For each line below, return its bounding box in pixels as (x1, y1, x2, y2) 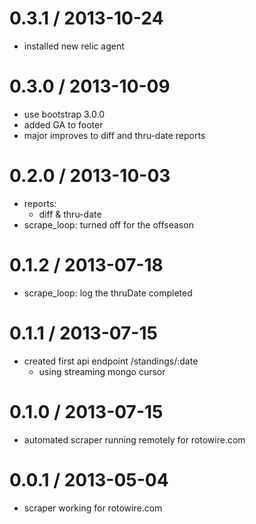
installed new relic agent (23, 40, 125, 52)
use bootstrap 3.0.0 (23, 108, 105, 120)
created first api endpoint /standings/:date (23, 355, 199, 367)
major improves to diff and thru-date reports (23, 129, 206, 141)
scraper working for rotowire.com (23, 502, 163, 514)
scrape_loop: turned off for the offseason (23, 218, 194, 231)
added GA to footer (23, 118, 104, 131)
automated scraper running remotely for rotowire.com (23, 433, 246, 446)
